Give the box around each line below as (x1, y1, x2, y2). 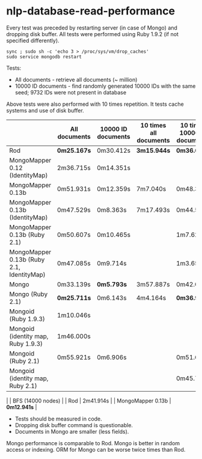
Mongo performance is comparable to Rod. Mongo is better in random (6, 439, 180, 446)
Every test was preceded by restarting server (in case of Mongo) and (6, 24, 177, 31)
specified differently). (6, 37, 60, 44)
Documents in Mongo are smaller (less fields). (14, 428, 129, 435)
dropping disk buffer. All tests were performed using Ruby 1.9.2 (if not (6, 30, 179, 37)
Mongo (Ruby (9, 290, 48, 298)
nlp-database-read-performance (6, 4, 176, 18)
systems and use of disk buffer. (6, 106, 84, 114)
